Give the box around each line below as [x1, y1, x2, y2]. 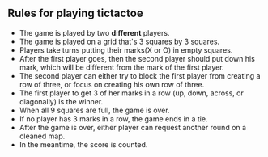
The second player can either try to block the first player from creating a [19, 70, 261, 80]
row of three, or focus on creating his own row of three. [19, 79, 205, 89]
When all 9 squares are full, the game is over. [19, 105, 171, 115]
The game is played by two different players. [19, 28, 170, 37]
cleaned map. [19, 131, 66, 141]
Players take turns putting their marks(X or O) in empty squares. [19, 45, 233, 55]
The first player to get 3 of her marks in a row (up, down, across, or [19, 88, 244, 98]
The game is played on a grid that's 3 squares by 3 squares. [19, 36, 220, 46]
